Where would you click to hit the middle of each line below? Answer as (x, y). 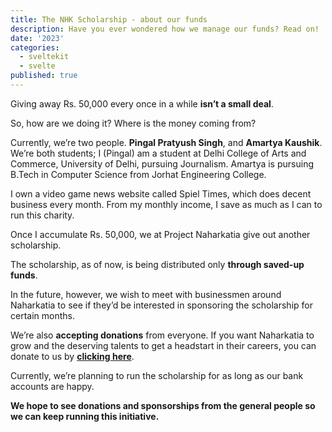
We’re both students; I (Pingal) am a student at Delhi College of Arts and (158, 153)
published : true (44, 76)
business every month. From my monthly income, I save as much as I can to (166, 204)
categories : (35, 47)
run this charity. (42, 215)
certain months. (42, 315)
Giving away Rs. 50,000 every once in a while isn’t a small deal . (142, 103)
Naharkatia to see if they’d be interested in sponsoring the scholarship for (161, 305)
